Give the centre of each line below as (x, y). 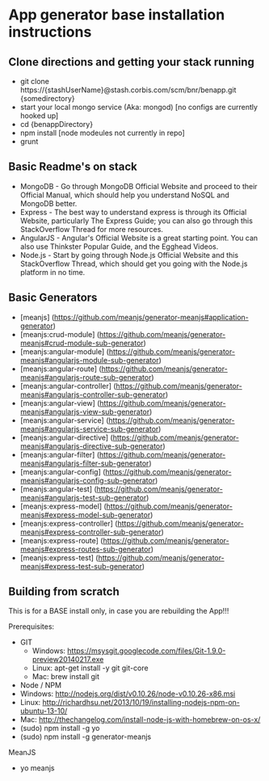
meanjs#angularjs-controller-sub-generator (92, 395)
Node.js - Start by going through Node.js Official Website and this (129, 255)
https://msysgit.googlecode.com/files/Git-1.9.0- (147, 651)
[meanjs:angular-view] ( (60, 403)
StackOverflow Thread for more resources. (92, 229)
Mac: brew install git (65, 677)
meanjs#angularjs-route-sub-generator (86, 377)
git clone (35, 81)
